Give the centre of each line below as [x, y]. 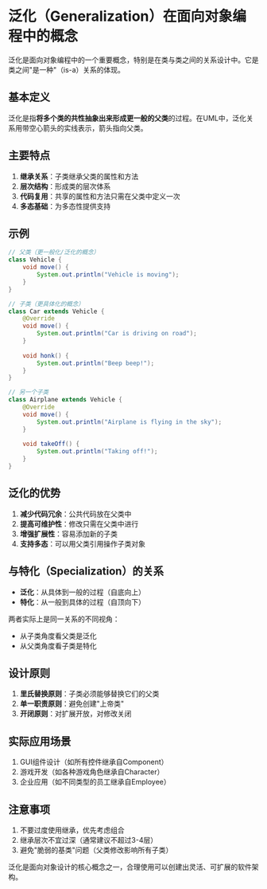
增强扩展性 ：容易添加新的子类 [68, 534]
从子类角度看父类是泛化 [58, 636]
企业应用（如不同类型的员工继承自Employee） [95, 782]
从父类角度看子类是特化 [58, 645]
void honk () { [46, 355]
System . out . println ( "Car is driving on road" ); [117, 334]
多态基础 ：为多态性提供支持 [65, 206]
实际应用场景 [40, 741]
